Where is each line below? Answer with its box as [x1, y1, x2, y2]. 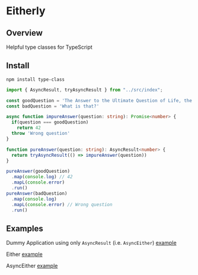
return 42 [17, 125, 41, 131]
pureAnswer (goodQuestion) [6, 168, 70, 175]
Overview [6, 28, 43, 38]
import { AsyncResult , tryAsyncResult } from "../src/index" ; [6, 87, 163, 93]
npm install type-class [6, 76, 65, 83]
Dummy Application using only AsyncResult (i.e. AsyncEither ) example [6, 239, 177, 246]
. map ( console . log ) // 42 [11, 174, 73, 180]
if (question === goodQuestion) [11, 119, 89, 125]
